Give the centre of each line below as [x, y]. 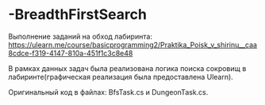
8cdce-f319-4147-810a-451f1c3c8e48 [71, 53]
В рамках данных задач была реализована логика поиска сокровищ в [127, 68]
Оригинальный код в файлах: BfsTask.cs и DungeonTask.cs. [108, 92]
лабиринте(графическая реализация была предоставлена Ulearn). [121, 77]
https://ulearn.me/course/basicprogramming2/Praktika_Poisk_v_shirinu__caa [133, 44]
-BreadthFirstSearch [77, 15]
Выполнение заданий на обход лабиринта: [81, 36]
